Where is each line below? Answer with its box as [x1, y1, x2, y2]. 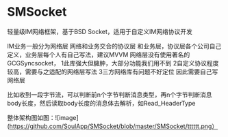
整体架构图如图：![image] [7, 113, 79, 121]
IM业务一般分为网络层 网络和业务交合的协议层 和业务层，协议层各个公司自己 [7, 42, 222, 50]
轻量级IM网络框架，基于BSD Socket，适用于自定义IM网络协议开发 [7, 27, 193, 35]
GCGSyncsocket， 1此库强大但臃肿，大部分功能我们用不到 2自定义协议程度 [7, 59, 219, 67]
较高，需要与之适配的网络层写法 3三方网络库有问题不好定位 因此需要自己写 [7, 67, 218, 76]
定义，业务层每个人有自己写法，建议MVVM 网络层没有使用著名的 [7, 50, 190, 59]
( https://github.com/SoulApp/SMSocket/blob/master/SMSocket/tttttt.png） [7, 122, 218, 130]
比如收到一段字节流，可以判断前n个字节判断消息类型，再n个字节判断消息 [7, 90, 212, 99]
